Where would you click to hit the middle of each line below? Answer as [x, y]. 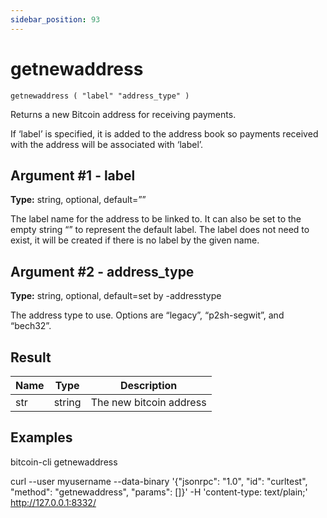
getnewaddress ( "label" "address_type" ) [100, 96]
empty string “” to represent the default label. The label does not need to [160, 230]
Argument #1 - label [73, 175]
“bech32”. [31, 326]
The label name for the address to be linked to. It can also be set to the [156, 219]
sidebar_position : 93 [55, 19]
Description [148, 385]
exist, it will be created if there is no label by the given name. [135, 240]
